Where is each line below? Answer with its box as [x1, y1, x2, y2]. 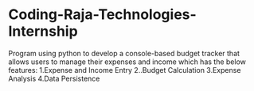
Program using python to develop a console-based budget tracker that [8, 48, 240, 58]
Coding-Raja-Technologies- [8, 6, 197, 24]
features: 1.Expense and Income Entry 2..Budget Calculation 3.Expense [8, 65, 241, 74]
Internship [8, 22, 78, 40]
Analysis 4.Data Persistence [8, 74, 100, 83]
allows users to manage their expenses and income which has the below [8, 57, 247, 66]
